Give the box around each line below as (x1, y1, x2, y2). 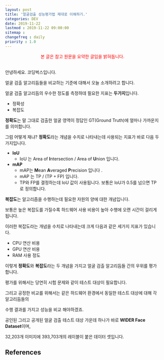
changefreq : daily (5, 35, 45, 40)
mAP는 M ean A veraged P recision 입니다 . (19, 167, 103, 173)
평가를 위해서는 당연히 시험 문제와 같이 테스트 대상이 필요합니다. (5, 279, 127, 285)
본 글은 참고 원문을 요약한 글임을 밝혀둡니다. (40, 53, 125, 59)
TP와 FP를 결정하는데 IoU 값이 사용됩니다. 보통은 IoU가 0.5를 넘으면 (19, 180, 150, 185)
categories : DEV (5, 16, 38, 21)
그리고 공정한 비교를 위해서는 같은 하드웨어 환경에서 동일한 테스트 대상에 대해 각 (5, 289, 157, 296)
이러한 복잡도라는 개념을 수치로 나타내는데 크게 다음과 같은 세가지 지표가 (5, 223, 143, 229)
